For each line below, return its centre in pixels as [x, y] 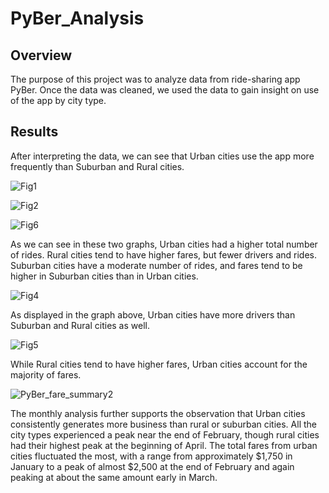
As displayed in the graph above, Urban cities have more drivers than [153, 314]
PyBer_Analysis [77, 18]
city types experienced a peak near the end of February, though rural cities [165, 434]
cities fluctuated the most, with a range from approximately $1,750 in [151, 456]
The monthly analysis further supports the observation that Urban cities [158, 413]
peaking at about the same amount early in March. [114, 477]
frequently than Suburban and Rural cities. [97, 166]
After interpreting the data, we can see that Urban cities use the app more [162, 156]
